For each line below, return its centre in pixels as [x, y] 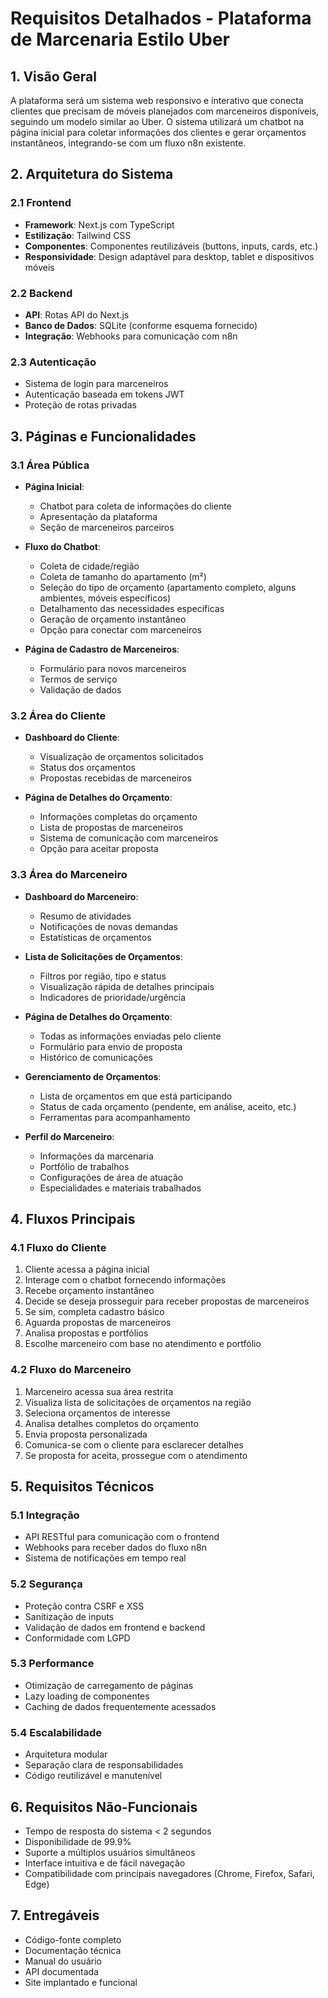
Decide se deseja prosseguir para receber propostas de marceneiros [167, 1301]
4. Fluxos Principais [73, 1218]
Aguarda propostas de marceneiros [98, 1323]
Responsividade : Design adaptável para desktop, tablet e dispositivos [169, 256]
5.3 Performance [52, 1664]
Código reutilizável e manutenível [93, 1776]
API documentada [61, 1971]
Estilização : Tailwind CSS [78, 235]
